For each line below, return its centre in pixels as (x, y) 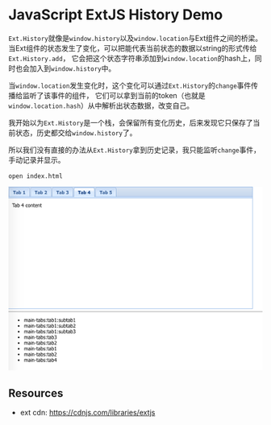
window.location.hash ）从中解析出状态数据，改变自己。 (101, 105)
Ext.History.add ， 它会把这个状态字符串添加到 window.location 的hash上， (132, 58)
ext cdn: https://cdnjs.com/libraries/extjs (88, 413)
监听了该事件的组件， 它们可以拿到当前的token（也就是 (114, 95)
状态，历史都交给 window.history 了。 (76, 132)
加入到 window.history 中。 (73, 68)
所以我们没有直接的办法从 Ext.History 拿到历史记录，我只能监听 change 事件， (134, 150)
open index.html (35, 176)
